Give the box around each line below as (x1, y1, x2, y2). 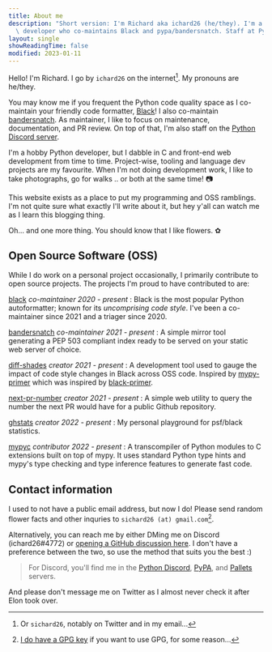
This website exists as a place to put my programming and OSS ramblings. (8, 192, 257, 202)
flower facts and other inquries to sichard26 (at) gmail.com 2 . (8, 513, 215, 523)
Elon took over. (8, 595, 58, 605)
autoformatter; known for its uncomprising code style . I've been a (8, 303, 227, 313)
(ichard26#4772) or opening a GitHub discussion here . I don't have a (8, 538, 238, 548)
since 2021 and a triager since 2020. (45, 312, 168, 322)
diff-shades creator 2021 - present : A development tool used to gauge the (8, 360, 257, 370)
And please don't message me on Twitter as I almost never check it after (8, 586, 250, 596)
